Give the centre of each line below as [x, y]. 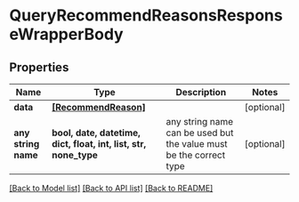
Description [201, 92]
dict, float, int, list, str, [99, 144]
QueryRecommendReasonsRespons [146, 16]
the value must [197, 144]
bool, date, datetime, [96, 133]
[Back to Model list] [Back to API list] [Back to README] [111, 188]
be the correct [195, 155]
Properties [39, 67]
